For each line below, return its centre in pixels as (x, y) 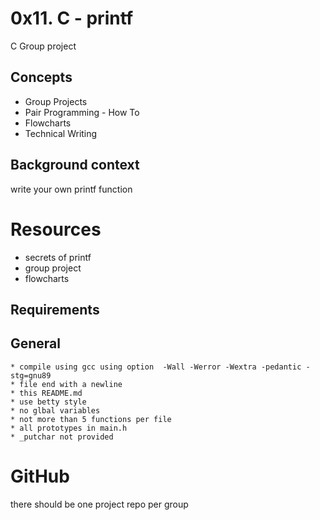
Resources (56, 229)
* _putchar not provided (62, 437)
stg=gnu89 (31, 375)
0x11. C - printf (72, 18)
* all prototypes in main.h (69, 428)
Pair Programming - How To (82, 112)
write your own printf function (71, 189)
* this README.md (46, 393)
